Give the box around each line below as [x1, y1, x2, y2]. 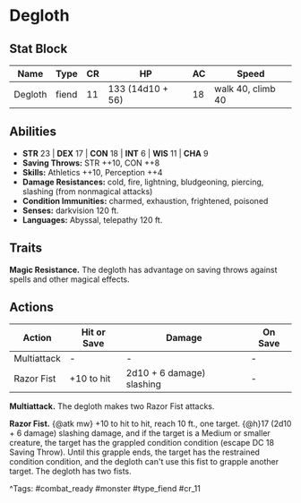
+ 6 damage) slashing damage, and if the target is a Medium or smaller [9, 428, 271, 439]
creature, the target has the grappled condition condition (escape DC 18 [9, 438, 275, 448]
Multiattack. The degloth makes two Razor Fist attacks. [9, 401, 215, 412]
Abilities [9, 124, 56, 140]
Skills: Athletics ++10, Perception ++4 [21, 166, 163, 177]
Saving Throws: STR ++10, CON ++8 [21, 158, 160, 168]
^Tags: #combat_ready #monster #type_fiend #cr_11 [9, 483, 202, 494]
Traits [9, 241, 43, 256]
